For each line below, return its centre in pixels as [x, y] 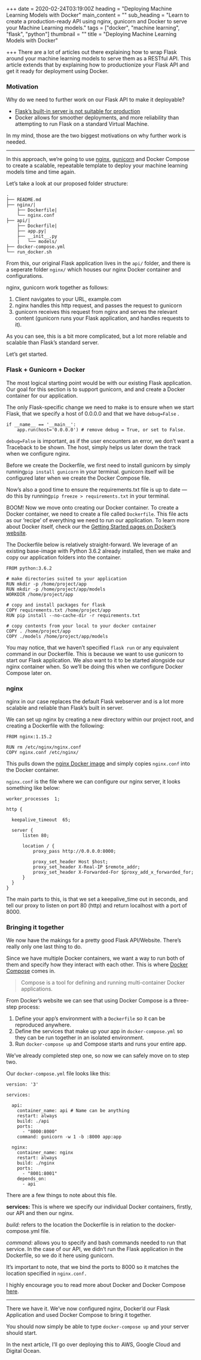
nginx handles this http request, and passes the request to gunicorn [98, 305]
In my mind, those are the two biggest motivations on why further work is [96, 136]
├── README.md [24, 200]
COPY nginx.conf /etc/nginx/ [42, 752]
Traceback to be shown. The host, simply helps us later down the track [94, 447]
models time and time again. [41, 172]
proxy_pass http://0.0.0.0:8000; [74, 851]
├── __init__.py [37, 237]
